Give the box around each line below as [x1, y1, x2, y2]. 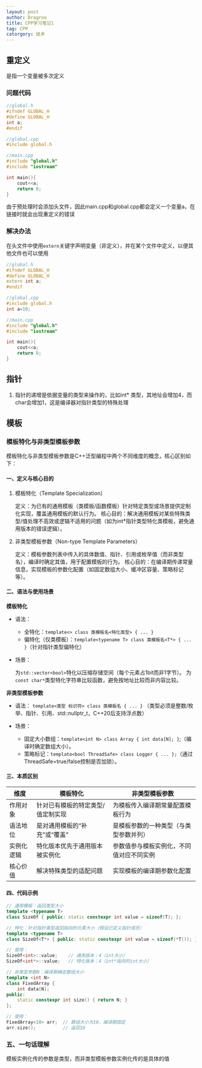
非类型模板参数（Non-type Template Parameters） [14, 538, 141, 545]
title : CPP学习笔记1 [6, 20, 54, 26]
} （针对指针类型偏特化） [23, 643, 85, 650]
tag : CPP [6, 25, 28, 32]
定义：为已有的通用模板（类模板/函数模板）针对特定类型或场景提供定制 [14, 502, 191, 509]
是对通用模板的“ [36, 821, 82, 830]
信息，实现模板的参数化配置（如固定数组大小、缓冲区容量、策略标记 [14, 565, 184, 573]
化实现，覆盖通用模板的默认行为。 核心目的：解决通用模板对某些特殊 [14, 510, 185, 517]
